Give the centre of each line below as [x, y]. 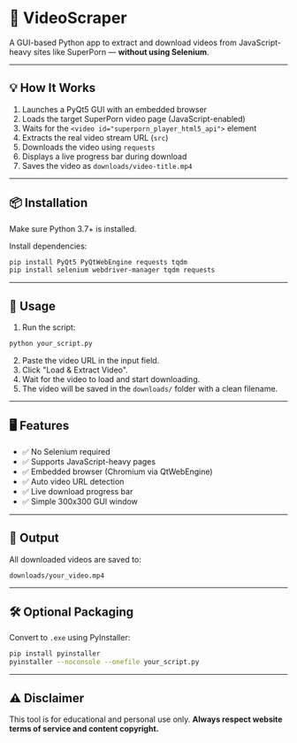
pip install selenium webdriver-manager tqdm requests [112, 270]
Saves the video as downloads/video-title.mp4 [107, 165]
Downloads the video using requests [88, 147]
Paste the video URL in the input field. [91, 360]
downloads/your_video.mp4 [57, 575]
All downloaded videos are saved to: [75, 559]
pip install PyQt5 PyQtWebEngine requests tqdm [99, 262]
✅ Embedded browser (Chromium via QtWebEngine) [118, 471]
